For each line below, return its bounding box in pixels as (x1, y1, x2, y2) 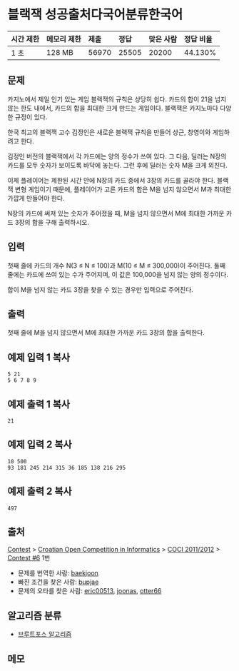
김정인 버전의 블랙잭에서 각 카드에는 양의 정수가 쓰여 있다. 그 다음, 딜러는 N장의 (7, 151, 227, 161)
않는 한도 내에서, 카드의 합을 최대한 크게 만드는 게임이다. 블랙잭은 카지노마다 (7, 104, 219, 112)
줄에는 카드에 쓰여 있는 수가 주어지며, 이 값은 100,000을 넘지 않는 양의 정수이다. (7, 270, 228, 278)
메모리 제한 (46, 34, 82, 44)
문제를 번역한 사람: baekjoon (17, 569, 98, 577)
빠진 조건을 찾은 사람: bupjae (17, 577, 99, 586)
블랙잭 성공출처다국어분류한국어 (7, 6, 183, 23)
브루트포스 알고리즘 (17, 630, 72, 639)
